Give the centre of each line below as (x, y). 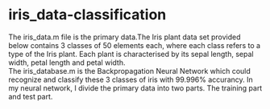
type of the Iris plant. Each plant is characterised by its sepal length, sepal (131, 54)
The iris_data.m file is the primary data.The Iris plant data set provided (125, 37)
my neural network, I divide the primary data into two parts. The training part (135, 88)
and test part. (31, 96)
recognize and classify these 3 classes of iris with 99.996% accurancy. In (131, 79)
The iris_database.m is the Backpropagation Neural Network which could (130, 71)
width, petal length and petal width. (67, 63)
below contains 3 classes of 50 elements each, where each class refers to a (134, 45)
